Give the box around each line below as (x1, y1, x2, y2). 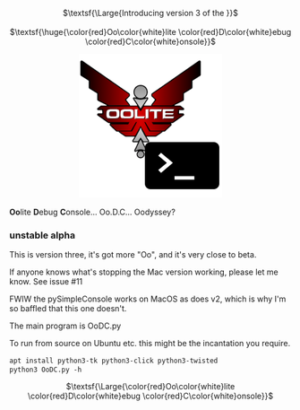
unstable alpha (9, 229, 76, 241)
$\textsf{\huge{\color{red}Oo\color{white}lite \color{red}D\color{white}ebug (9, 27, 292, 37)
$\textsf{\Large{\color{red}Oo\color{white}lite (65, 381, 236, 392)
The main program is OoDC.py (9, 320, 122, 331)
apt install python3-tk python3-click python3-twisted (9, 356, 219, 366)
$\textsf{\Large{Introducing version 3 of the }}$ (62, 8, 239, 18)
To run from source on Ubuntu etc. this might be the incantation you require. (9, 338, 291, 349)
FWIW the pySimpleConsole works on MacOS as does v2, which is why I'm (9, 293, 287, 304)
